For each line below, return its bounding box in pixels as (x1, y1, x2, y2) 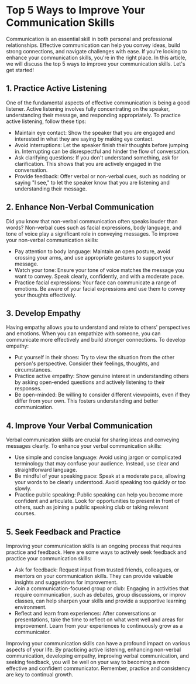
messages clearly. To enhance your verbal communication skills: (6, 443, 162, 450)
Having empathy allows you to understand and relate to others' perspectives (6, 324, 191, 331)
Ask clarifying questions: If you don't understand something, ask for (14, 154, 179, 161)
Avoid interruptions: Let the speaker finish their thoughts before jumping (14, 141, 189, 148)
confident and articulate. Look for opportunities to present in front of (14, 498, 180, 505)
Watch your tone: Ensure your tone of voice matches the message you (14, 266, 184, 273)
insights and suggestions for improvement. (14, 578, 118, 586)
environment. (14, 604, 47, 610)
